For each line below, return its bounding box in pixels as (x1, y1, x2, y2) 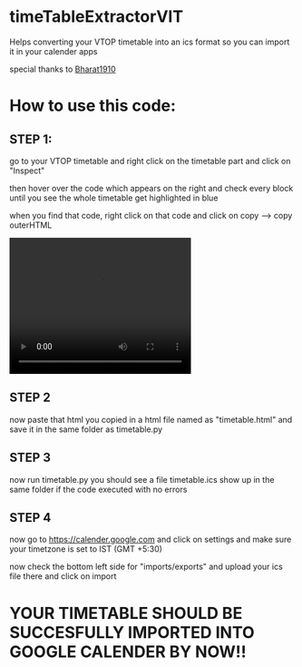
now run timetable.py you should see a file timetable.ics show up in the (9, 474, 275, 485)
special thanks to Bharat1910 (9, 64, 116, 74)
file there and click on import (9, 571, 117, 582)
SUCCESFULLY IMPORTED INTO (9, 622, 256, 642)
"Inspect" (9, 165, 45, 176)
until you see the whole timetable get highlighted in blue (9, 192, 219, 203)
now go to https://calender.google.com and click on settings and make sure (9, 534, 292, 545)
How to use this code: (9, 95, 177, 116)
